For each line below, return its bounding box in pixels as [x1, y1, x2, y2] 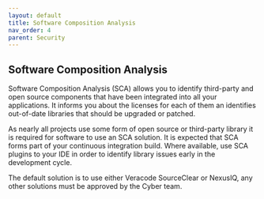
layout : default [8, 11, 62, 20]
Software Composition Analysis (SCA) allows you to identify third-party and [8, 84, 255, 93]
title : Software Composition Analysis [8, 19, 136, 27]
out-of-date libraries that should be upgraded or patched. [8, 109, 196, 118]
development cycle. [8, 158, 73, 167]
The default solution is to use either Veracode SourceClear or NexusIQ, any [8, 173, 253, 182]
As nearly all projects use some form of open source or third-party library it [8, 124, 254, 134]
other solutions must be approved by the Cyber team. [8, 182, 183, 191]
